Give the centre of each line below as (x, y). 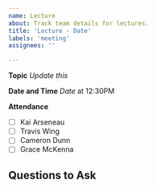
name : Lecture (32, 16)
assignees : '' (32, 46)
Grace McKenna (47, 149)
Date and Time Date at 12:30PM (62, 91)
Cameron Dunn (45, 141)
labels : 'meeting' (39, 38)
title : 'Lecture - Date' (50, 31)
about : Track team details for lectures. (79, 23)
